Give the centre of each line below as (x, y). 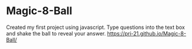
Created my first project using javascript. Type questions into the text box (95, 27)
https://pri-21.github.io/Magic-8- (147, 33)
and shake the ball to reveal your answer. (56, 33)
